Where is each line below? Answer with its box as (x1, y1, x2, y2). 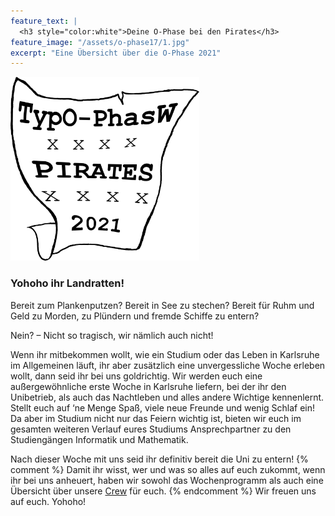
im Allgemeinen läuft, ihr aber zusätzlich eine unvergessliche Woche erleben (10, 359, 326, 371)
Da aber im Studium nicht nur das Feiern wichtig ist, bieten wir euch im (10, 412, 302, 424)
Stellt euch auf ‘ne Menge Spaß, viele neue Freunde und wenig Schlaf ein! (10, 401, 316, 414)
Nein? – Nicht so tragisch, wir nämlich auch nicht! (10, 329, 214, 341)
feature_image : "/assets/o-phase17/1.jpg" (10, 37, 190, 47)
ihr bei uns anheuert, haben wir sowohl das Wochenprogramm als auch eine (10, 474, 324, 486)
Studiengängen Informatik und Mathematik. (10, 433, 189, 445)
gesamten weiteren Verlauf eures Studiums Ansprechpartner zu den (10, 423, 292, 435)
